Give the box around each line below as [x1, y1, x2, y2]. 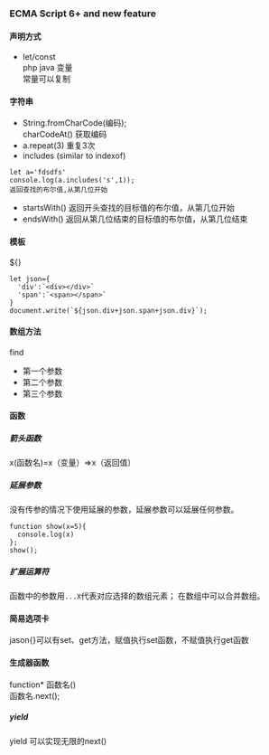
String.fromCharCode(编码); [22, 118, 127, 128]
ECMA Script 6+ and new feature [9, 7, 156, 20]
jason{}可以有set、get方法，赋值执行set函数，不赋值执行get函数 [9, 635, 250, 646]
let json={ [9, 274, 51, 283]
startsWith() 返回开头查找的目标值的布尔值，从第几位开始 [22, 203, 235, 213]
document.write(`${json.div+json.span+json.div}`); [9, 306, 208, 315]
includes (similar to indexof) [22, 150, 126, 161]
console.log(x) [17, 530, 75, 540]
